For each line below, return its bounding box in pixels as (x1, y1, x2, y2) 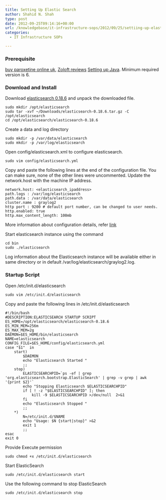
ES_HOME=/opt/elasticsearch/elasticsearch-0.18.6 (5, 319, 110, 324)
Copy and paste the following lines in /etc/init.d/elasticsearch (5, 301, 130, 307)
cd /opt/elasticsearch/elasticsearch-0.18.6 (5, 118, 98, 123)
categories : (5, 30, 30, 35)
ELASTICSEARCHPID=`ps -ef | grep (23, 371, 92, 376)
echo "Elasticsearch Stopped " (23, 401, 87, 406)
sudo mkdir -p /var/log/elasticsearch (5, 140, 85, 146)
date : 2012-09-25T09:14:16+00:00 (5, 21, 74, 26)
